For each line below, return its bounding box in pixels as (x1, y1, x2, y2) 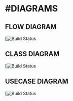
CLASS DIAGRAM (5, 50, 60, 58)
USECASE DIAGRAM (5, 77, 69, 86)
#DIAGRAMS (5, 3, 58, 14)
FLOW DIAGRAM (5, 23, 57, 31)
